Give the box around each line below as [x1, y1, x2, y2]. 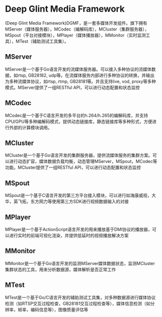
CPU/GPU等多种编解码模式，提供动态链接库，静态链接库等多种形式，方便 [5, 118, 152, 124]
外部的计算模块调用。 [9, 124, 52, 130]
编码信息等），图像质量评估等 [30, 306, 89, 312]
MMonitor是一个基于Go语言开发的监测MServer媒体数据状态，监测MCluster [5, 260, 155, 266]
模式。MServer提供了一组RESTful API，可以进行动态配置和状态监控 [5, 84, 140, 90]
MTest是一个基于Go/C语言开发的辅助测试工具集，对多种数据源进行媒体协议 [5, 294, 156, 300]
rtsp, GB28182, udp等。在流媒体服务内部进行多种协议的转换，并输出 [18, 72, 155, 78]
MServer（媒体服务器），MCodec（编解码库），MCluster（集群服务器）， [5, 26, 149, 32]
